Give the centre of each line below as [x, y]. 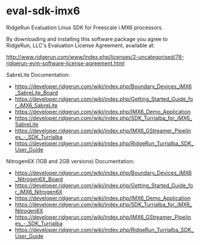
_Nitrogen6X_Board [39, 179]
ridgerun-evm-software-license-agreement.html [65, 63]
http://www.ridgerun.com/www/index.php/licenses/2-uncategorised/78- [95, 57]
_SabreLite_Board [36, 92]
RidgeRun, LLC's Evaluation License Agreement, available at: [81, 45]
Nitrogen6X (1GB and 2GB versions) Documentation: [70, 161]
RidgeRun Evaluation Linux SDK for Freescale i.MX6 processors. [85, 27]
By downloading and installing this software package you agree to [87, 39]
